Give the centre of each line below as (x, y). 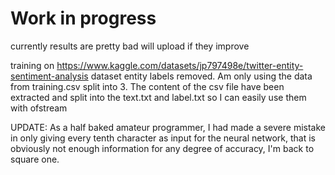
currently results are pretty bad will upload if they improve (130, 46)
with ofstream (39, 108)
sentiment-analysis (49, 76)
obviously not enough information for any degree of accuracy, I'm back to (162, 148)
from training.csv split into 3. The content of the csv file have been (147, 86)
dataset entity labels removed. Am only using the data (201, 76)
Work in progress (83, 18)
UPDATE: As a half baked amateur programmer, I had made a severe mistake (168, 127)
